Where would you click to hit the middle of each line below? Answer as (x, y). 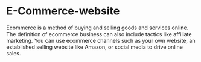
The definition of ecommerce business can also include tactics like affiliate (99, 34)
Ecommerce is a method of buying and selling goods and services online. (97, 28)
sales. (14, 53)
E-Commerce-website (63, 11)
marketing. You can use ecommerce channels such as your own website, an (101, 40)
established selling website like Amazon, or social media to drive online (94, 47)
